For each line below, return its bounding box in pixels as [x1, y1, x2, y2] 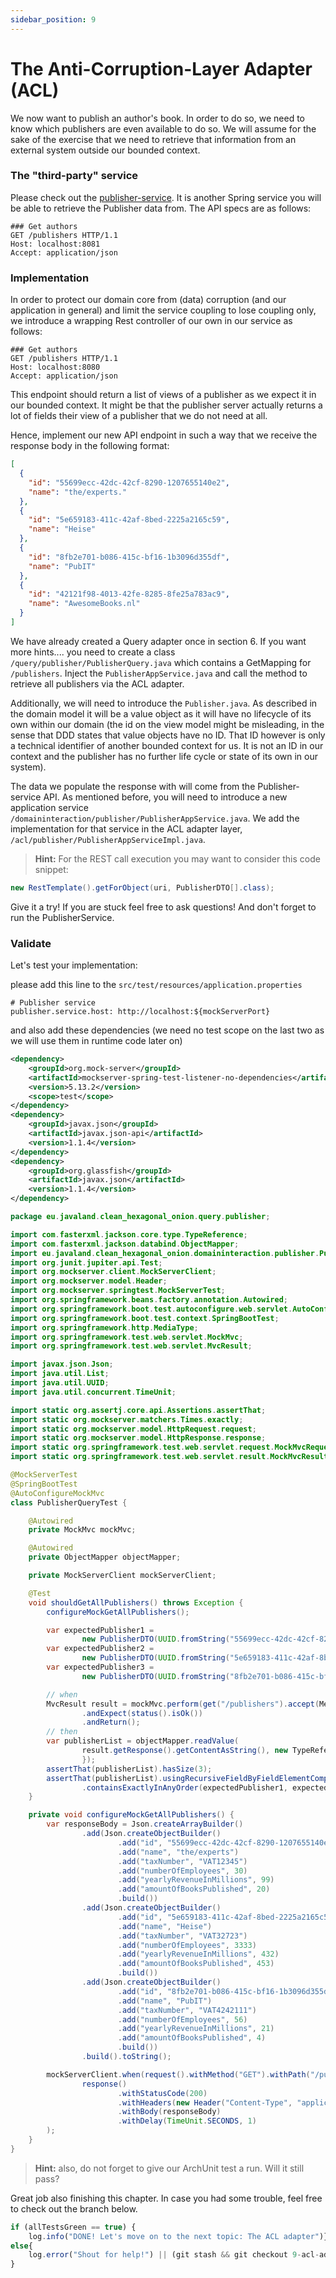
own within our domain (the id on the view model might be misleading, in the [10, 718, 325, 730]
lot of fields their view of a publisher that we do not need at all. [10, 410, 268, 422]
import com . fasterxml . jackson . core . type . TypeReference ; [10, 1229, 248, 1240]
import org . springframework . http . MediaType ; [10, 1322, 199, 1333]
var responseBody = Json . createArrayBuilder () [46, 1819, 244, 1830]
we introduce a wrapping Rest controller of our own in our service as [10, 315, 293, 327]
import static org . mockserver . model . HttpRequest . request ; [10, 1424, 257, 1434]
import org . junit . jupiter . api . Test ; [10, 1257, 163, 1268]
